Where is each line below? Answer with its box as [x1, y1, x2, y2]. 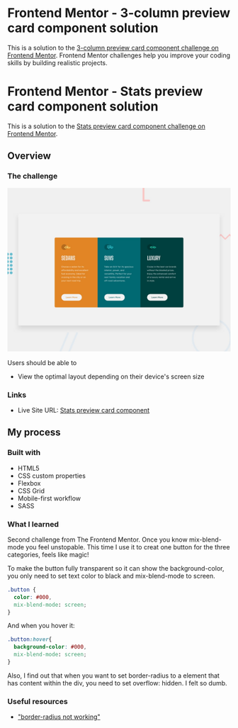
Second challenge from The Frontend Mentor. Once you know [7, 535, 188, 544]
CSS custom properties [17, 471, 86, 480]
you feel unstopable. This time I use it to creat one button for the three [25, 542, 230, 551]
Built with [7, 448, 41, 458]
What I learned [7, 519, 59, 529]
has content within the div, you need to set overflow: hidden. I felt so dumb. [7, 678, 228, 687]
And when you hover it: [7, 622, 76, 630]
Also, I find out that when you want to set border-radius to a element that [7, 671, 220, 680]
